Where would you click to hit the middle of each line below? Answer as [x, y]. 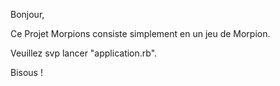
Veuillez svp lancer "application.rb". [84, 53]
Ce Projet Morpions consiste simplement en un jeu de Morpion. [140, 33]
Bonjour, [27, 14]
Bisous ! [26, 72]
